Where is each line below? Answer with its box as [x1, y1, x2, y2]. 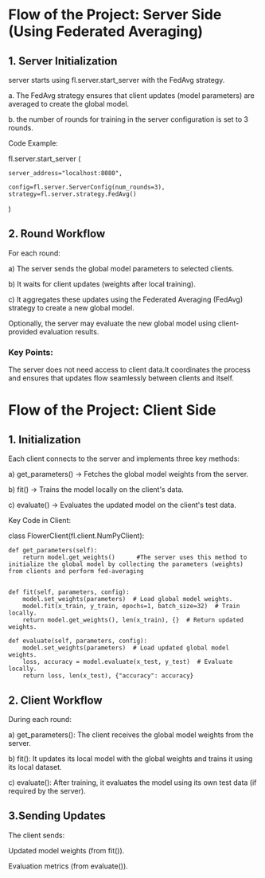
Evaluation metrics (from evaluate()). [8, 861, 129, 871]
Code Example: [8, 139, 58, 148]
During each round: [8, 714, 72, 724]
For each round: [8, 248, 61, 258]
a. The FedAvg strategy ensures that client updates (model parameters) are [8, 91, 255, 100]
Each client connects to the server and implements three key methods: [8, 454, 240, 463]
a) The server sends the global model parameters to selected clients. [8, 263, 235, 273]
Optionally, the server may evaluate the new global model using [8, 318, 216, 328]
